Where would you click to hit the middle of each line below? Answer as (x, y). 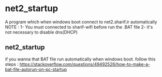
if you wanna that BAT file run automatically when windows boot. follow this (80, 59)
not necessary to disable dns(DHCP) (41, 32)
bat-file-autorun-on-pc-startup (36, 69)
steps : (12, 64)
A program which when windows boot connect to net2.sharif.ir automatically (81, 22)
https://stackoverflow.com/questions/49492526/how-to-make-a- (84, 64)
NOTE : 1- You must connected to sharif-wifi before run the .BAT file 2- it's (79, 27)
